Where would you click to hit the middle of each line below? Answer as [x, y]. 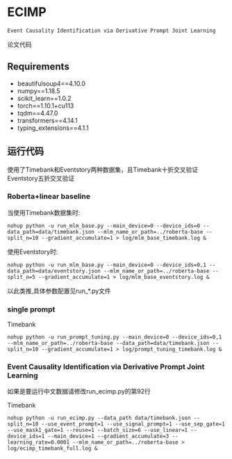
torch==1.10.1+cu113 [45, 106]
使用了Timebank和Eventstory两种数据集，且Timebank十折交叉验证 [103, 169]
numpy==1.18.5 [39, 90]
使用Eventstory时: [33, 252]
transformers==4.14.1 [47, 120]
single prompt [31, 309]
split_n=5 [22, 277]
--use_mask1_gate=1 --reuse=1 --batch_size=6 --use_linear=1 [98, 430]
